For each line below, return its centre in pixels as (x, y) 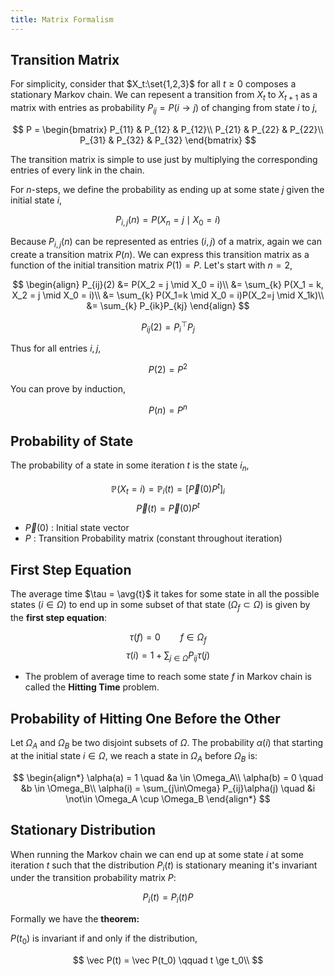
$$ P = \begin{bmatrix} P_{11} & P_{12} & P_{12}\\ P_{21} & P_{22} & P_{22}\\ (168, 130)
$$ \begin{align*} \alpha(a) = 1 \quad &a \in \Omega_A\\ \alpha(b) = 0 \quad (168, 777)
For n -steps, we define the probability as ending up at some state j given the (167, 190)
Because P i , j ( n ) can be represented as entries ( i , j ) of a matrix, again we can (166, 242)
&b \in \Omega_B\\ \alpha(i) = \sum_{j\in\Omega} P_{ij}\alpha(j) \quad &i (168, 788)
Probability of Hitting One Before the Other (145, 718)
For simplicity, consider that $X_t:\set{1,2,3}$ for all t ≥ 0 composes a (153, 84)
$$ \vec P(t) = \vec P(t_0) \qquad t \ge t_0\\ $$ (168, 960)
